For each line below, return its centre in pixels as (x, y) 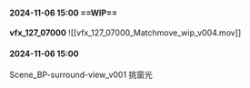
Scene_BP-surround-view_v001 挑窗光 (81, 75)
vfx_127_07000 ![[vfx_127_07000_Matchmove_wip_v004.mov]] (125, 33)
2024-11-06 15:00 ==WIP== (64, 13)
